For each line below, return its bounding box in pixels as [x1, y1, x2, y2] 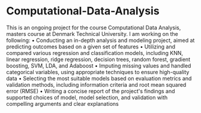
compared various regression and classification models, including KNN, [6, 49, 184, 56]
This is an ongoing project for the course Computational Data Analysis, [6, 24, 181, 31]
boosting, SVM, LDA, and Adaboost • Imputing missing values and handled [6, 62, 191, 69]
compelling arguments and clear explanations [6, 100, 119, 107]
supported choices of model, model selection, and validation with [6, 94, 168, 101]
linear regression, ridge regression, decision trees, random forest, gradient [6, 56, 191, 63]
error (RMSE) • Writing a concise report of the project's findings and [6, 87, 175, 94]
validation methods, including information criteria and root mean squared [6, 81, 187, 88]
